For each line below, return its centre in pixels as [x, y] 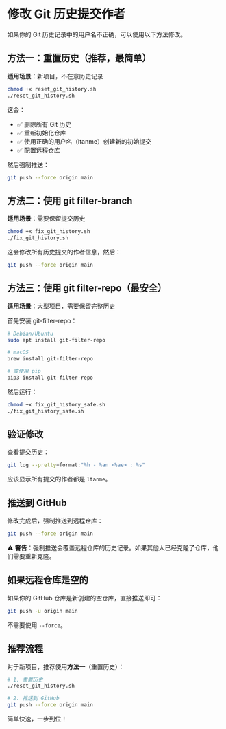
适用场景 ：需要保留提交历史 [46, 219]
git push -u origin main [42, 611]
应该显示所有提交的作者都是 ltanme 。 [59, 479]
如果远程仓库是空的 [48, 580]
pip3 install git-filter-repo [50, 378]
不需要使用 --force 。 [37, 625]
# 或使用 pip [24, 371]
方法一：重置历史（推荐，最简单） [79, 58]
